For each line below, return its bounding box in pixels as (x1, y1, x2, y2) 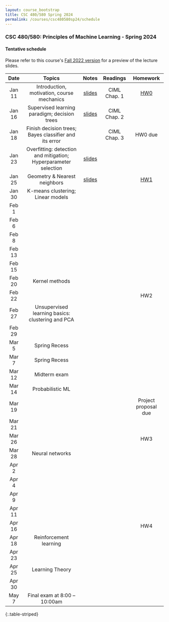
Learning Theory (32, 566, 71, 573)
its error (42, 137, 61, 144)
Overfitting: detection (26, 145, 77, 152)
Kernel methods (32, 277, 70, 284)
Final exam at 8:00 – (27, 592, 75, 599)
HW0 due (135, 131, 158, 138)
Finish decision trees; (26, 125, 77, 132)
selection (40, 165, 62, 172)
